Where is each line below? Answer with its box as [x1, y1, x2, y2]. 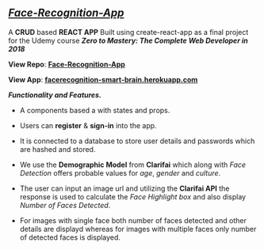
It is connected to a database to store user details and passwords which [19, 136, 255, 146]
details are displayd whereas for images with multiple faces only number [19, 224, 257, 233]
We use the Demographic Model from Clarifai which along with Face [19, 160, 247, 169]
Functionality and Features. [8, 90, 101, 100]
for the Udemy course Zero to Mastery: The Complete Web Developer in [8, 36, 248, 45]
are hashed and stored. [19, 144, 96, 153]
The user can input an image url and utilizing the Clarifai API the [19, 184, 230, 193]
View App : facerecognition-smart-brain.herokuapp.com [8, 74, 198, 84]
